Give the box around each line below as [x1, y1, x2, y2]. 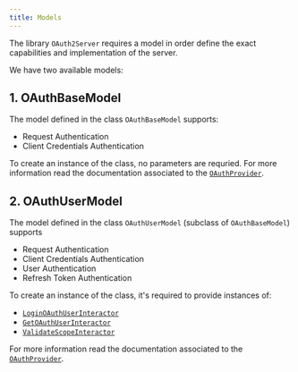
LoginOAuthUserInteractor [21, 309, 119, 318]
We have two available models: [9, 64, 123, 75]
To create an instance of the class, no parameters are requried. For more [9, 158, 277, 169]
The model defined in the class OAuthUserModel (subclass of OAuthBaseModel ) [9, 217, 291, 228]
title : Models [9, 13, 63, 22]
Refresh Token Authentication [21, 273, 132, 283]
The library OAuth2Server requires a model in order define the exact [9, 38, 257, 48]
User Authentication [21, 263, 97, 274]
